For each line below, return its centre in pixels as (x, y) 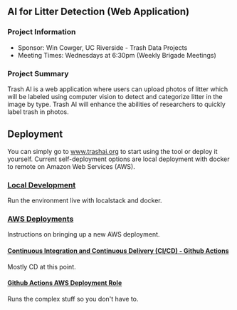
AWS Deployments (41, 219)
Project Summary (38, 73)
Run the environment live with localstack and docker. (85, 201)
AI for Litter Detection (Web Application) (99, 12)
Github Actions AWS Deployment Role (65, 283)
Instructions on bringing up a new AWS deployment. (84, 234)
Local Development (42, 185)
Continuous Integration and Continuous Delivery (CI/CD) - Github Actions (118, 250)
